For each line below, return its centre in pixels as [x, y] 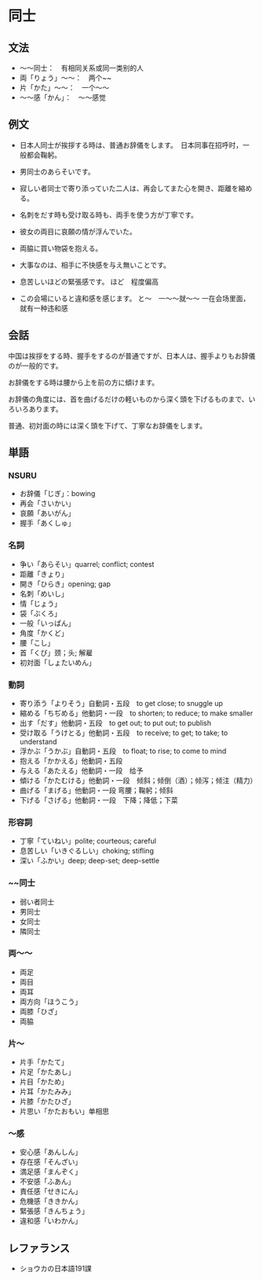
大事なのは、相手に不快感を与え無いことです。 [95, 265]
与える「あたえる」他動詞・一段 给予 [81, 771]
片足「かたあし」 [47, 1072]
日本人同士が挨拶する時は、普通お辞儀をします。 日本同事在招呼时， [131, 145]
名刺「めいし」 [44, 594]
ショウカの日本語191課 [55, 1269]
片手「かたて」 [44, 1062]
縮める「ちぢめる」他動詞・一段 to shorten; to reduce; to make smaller [136, 713]
